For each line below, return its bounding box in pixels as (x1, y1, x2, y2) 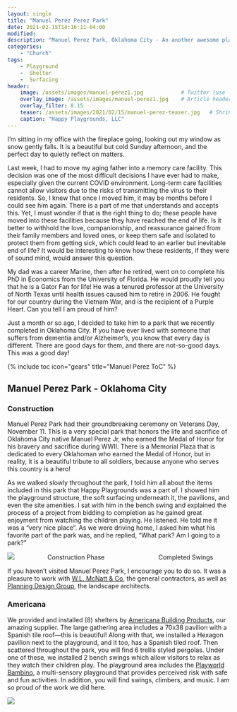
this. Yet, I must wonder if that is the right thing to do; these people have (7, 208, 217, 217)
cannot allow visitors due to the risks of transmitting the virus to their (7, 186, 207, 194)
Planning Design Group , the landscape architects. (7, 582, 152, 591)
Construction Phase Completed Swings (47, 553, 214, 562)
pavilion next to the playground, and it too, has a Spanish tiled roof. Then (7, 638, 219, 646)
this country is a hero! (7, 465, 71, 473)
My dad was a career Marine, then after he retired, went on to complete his (7, 267, 226, 275)
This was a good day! (7, 348, 70, 357)
